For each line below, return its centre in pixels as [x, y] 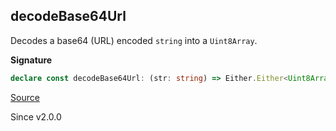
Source [25, 97]
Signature [31, 60]
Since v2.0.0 [36, 116]
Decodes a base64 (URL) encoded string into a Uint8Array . [134, 40]
